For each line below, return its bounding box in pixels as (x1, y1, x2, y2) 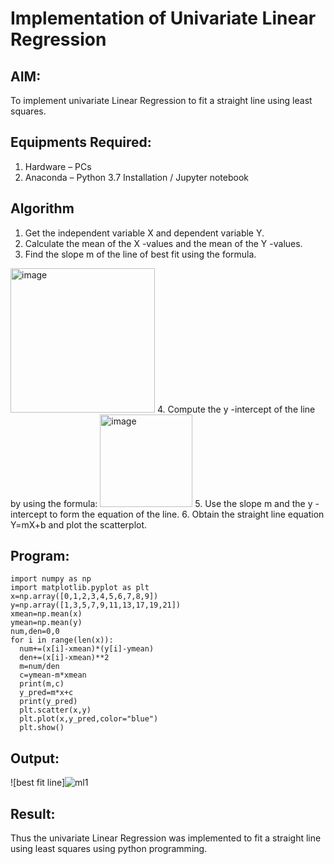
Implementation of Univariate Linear (10, 7, 317, 30)
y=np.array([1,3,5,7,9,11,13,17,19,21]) (10, 600, 182, 611)
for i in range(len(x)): (10, 635, 114, 646)
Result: (10, 805, 56, 822)
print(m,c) (19, 679, 65, 689)
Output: (10, 750, 60, 767)
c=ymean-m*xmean (19, 670, 87, 681)
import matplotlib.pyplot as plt (10, 583, 150, 593)
